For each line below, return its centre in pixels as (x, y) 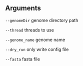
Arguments (23, 8)
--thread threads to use (29, 30)
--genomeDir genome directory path (42, 20)
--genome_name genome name (35, 39)
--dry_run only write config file (37, 49)
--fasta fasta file (22, 59)
